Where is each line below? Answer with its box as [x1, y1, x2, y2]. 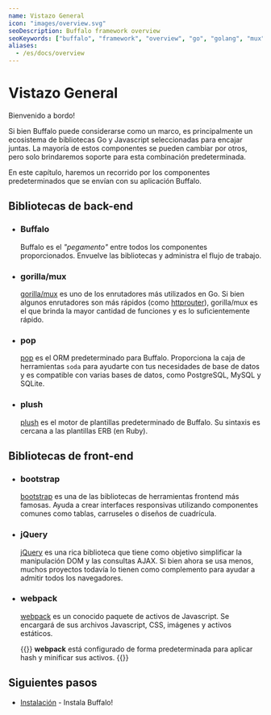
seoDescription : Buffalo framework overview [8, 27, 161, 35]
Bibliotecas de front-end [8, 449, 134, 463]
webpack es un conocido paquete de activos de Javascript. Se [19, 611, 230, 621]
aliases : [8, 42, 38, 50]
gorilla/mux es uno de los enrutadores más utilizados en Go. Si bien [19, 289, 244, 298]
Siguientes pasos [8, 676, 98, 690]
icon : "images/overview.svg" [8, 19, 106, 27]
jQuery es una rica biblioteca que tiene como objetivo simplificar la [19, 547, 242, 557]
